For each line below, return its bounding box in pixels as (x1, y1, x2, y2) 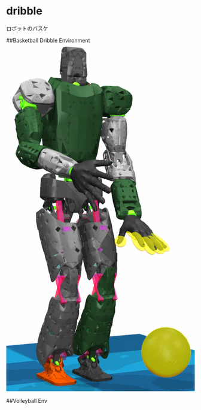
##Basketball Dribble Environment (6, 37, 90, 44)
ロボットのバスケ (6, 25, 48, 32)
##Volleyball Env (6, 397, 48, 405)
